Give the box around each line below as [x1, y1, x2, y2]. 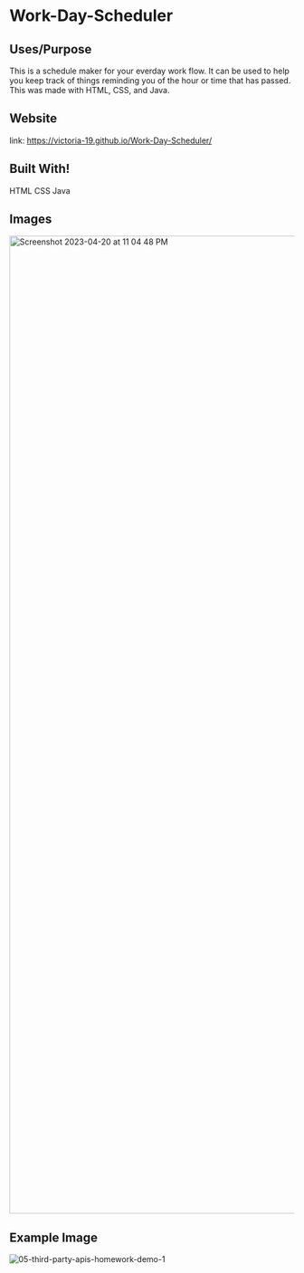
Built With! [9, 161, 71, 177]
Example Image [9, 1230, 98, 1245]
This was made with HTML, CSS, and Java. [9, 85, 170, 95]
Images [9, 212, 52, 227]
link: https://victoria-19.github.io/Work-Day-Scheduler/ [9, 135, 213, 146]
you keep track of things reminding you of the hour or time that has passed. [9, 75, 291, 86]
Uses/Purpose [9, 42, 92, 57]
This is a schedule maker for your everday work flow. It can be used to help [9, 65, 290, 76]
